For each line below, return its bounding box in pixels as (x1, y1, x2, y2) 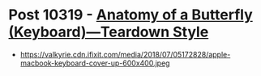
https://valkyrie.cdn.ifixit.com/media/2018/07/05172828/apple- (19, 49, 231, 59)
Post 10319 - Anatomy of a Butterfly (8, 6, 253, 24)
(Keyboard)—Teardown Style (8, 23, 209, 41)
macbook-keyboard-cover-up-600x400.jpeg (19, 58, 170, 68)
